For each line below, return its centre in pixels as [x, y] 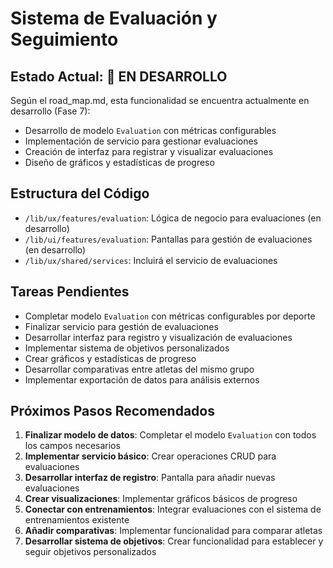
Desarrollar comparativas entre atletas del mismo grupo [139, 369]
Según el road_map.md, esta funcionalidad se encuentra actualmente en [160, 100]
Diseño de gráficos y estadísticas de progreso [119, 162]
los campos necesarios [72, 446]
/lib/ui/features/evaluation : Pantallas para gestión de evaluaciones [168, 239]
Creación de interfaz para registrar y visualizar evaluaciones [149, 151]
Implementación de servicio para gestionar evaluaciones [141, 141]
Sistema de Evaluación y [114, 18]
